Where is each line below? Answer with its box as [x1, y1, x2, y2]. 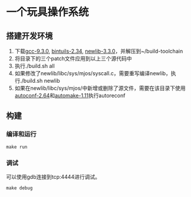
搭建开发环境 [6, 31, 53, 41]
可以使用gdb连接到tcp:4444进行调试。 [6, 173, 100, 180]
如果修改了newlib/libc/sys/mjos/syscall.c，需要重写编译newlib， [14, 70, 171, 77]
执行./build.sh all [14, 63, 55, 69]
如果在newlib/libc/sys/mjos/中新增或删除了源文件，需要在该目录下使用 [14, 85, 186, 92]
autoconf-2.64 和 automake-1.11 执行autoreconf [14, 92, 126, 99]
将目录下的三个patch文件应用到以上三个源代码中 [14, 55, 133, 62]
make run [6, 144, 28, 150]
